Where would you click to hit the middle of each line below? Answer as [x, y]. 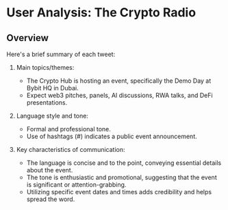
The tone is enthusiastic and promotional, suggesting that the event [122, 177]
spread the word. [51, 199]
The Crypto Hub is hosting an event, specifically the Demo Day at [119, 81]
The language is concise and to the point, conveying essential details [124, 163]
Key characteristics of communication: [71, 149]
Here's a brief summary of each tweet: [61, 54]
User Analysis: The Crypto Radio [101, 13]
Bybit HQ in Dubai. [53, 88]
